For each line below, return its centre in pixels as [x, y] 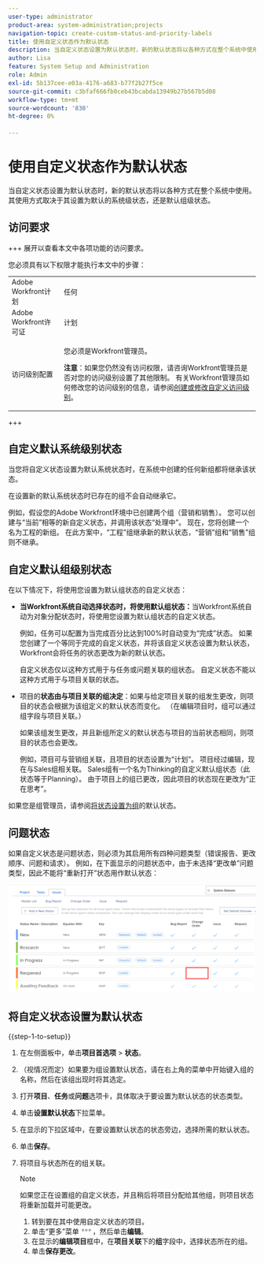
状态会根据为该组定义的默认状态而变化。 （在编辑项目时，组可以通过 [145, 706]
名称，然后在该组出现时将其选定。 [75, 1079]
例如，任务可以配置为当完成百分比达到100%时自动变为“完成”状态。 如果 [136, 633]
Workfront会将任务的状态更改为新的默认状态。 [94, 653]
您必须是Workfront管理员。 [108, 351]
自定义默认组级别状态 [60, 569]
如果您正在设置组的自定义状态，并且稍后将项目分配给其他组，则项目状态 [136, 1194]
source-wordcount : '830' [49, 108]
